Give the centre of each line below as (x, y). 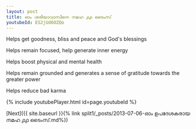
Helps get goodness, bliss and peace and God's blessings (77, 39)
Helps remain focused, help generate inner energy (67, 50)
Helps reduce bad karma (36, 91)
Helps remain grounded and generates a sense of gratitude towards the (93, 73)
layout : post (22, 11)
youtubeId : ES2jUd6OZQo (35, 22)
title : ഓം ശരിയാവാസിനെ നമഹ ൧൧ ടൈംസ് (59, 17)
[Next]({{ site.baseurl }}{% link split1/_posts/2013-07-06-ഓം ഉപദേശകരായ (98, 113)
